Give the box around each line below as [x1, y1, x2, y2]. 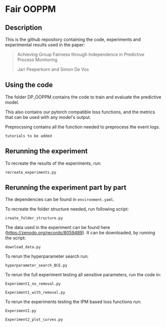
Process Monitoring [17, 57, 58, 63]
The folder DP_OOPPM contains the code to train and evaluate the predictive [5, 94, 162, 100]
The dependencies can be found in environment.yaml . [5, 197, 115, 203]
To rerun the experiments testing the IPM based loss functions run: [5, 299, 142, 305]
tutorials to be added [5, 133, 52, 138]
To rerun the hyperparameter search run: [5, 253, 89, 259]
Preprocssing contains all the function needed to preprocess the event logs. [5, 123, 160, 130]
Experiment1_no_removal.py [5, 281, 61, 287]
